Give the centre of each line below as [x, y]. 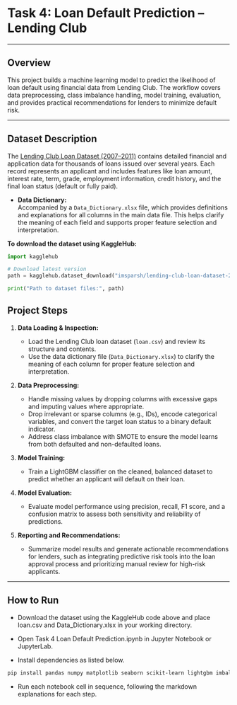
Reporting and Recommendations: [69, 535]
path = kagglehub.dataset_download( [61, 276]
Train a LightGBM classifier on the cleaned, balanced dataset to [120, 471]
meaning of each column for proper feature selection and [111, 364]
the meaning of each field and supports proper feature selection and [117, 222]
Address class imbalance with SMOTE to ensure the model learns [123, 436]
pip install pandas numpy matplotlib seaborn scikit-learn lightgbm [110, 673]
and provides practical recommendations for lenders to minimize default [112, 102]
